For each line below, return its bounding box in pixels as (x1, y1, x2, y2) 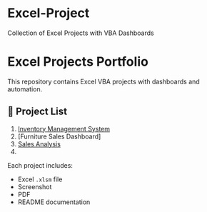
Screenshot (17, 182, 52, 191)
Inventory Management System (17, 124, 111, 133)
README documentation (17, 198, 91, 206)
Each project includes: (7, 161, 74, 169)
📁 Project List (7, 106, 68, 118)
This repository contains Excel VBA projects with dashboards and (7, 77, 200, 86)
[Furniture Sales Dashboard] (17, 132, 101, 141)
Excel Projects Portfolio (7, 54, 148, 70)
